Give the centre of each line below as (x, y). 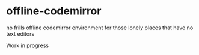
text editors (20, 33)
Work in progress (28, 45)
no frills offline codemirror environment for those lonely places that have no (100, 27)
